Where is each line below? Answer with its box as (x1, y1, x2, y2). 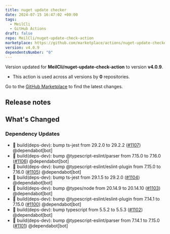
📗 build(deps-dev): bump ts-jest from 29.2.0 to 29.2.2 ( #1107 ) (12, 142, 141, 148)
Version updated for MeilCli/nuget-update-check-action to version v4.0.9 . (5, 64, 163, 70)
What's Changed (5, 115, 60, 124)
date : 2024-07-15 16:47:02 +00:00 (5, 12, 78, 17)
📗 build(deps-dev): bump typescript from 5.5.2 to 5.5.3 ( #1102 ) (12, 206, 143, 213)
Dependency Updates (5, 130, 60, 137)
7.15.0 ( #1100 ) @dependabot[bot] (12, 201, 81, 207)
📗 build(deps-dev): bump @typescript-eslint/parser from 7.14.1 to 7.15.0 (12, 217, 160, 223)
